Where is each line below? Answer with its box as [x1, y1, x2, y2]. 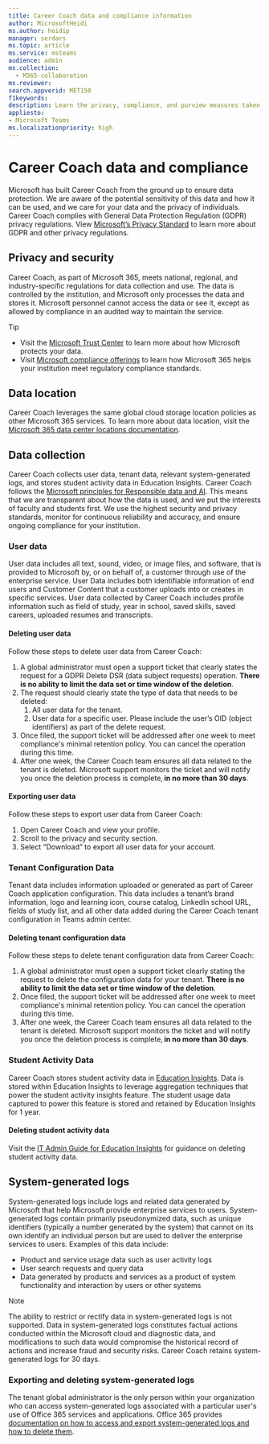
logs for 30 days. [43, 1354, 100, 1364]
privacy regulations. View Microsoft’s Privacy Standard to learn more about [8, 219, 256, 229]
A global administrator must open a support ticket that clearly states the [19, 662, 258, 672]
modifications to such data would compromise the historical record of [8, 1337, 238, 1347]
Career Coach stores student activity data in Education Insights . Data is [8, 1073, 244, 1082]
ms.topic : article [8, 42, 70, 50]
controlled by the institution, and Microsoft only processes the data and [8, 289, 245, 299]
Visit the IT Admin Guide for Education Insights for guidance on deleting [8, 1143, 246, 1153]
